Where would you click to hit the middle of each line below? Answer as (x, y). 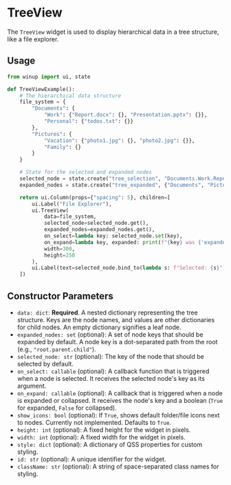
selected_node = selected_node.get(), (96, 223)
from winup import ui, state (49, 77)
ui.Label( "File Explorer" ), (72, 204)
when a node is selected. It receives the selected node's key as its (111, 378)
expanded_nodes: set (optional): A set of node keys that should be (110, 334)
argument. (32, 386)
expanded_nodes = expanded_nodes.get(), (99, 230)
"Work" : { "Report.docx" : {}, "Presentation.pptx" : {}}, (125, 115)
